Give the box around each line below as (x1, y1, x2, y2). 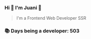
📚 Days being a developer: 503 (4, 27, 80, 34)
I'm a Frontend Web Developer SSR (16, 15, 86, 21)
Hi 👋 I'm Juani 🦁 (4, 4, 42, 11)
